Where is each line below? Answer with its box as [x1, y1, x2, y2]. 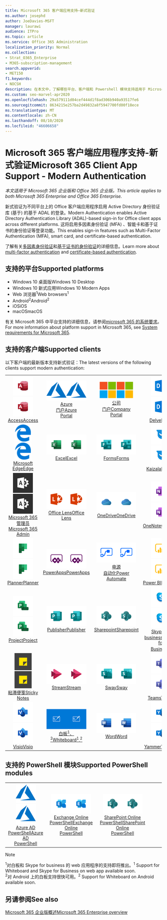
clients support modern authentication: [5, 365, 85, 371]
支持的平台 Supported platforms [5, 264, 104, 273]
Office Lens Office [48, 510, 84, 515]
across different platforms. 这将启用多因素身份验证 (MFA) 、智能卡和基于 [5, 221, 154, 227]
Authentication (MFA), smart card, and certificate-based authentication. [5, 233, 152, 239]
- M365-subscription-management [5, 60, 72, 66]
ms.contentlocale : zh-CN [5, 113, 57, 118]
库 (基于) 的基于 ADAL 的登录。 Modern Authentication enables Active [5, 210, 147, 216]
